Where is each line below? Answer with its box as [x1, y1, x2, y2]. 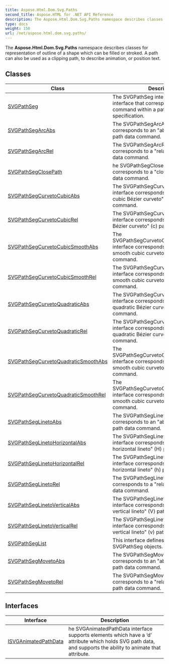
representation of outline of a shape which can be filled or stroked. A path [5, 50, 158, 56]
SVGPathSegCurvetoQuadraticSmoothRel [8, 391, 106, 398]
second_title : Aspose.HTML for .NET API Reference [5, 12, 114, 17]
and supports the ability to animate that [68, 644, 161, 651]
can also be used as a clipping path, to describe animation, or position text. [5, 55, 161, 61]
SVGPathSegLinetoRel [8, 481, 60, 488]
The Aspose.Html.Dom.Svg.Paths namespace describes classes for [5, 45, 148, 50]
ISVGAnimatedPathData [8, 638, 64, 645]
